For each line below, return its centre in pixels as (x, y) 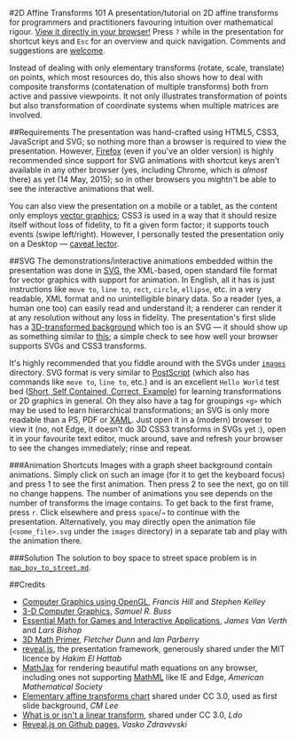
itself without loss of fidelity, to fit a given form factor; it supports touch (139, 225)
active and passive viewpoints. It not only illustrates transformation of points (148, 96)
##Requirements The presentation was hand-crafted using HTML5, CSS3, (144, 132)
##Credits (27, 584)
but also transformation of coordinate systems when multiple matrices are (144, 105)
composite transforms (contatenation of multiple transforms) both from (139, 87)
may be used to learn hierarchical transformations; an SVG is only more (140, 410)
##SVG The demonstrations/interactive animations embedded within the (141, 261)
